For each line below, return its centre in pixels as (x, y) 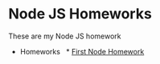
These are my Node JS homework (65, 36)
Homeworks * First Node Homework (82, 51)
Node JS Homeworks (80, 14)
